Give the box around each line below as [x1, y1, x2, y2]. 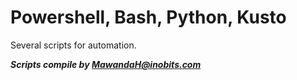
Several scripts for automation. [10, 39, 137, 51]
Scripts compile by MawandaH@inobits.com [10, 58, 202, 70]
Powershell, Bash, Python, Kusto [10, 6, 287, 29]
